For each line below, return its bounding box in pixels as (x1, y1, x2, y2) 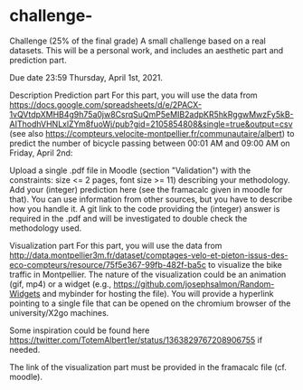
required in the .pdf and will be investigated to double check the (9, 213, 248, 224)
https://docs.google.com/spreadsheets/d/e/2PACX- (9, 99, 202, 109)
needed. (9, 344, 41, 355)
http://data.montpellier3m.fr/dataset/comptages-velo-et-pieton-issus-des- (9, 250, 289, 261)
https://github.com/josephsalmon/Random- (113, 278, 275, 290)
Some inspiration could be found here (9, 325, 150, 336)
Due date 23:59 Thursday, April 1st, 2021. (9, 71, 163, 82)
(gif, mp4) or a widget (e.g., (9, 278, 112, 290)
